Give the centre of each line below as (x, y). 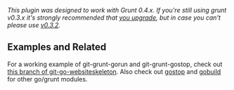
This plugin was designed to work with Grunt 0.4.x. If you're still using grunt (117, 10)
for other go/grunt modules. (47, 79)
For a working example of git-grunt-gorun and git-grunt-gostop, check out (115, 64)
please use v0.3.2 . (34, 25)
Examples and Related (57, 47)
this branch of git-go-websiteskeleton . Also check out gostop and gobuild (114, 71)
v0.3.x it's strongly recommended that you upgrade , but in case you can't (114, 18)
